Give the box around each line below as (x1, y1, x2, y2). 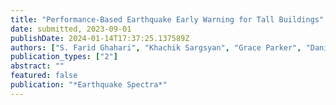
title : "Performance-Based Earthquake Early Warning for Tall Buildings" (10, 14, 325, 25)
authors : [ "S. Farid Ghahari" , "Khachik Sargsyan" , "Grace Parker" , (10, 42, 302, 53)
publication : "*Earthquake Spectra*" (10, 80, 168, 90)
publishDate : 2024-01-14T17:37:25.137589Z (10, 33, 190, 43)
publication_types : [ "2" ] (10, 52, 118, 62)
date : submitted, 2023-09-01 (10, 24, 132, 34)
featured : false (10, 71, 78, 81)
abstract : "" (10, 61, 65, 71)
